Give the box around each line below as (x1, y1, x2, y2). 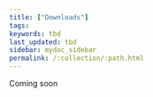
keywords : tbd (9, 29, 62, 38)
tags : (9, 21, 29, 30)
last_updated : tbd (9, 37, 77, 47)
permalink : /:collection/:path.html (9, 54, 144, 63)
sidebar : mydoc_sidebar (9, 46, 97, 55)
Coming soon (9, 78, 58, 88)
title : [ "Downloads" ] (9, 12, 89, 22)
